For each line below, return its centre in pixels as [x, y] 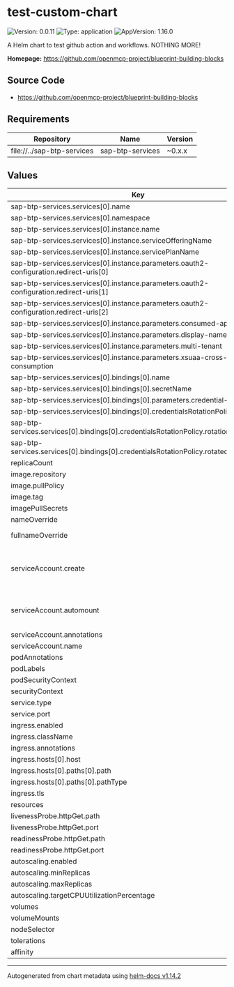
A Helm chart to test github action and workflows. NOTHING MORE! [104, 45]
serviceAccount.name [46, 646]
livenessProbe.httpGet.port [55, 827]
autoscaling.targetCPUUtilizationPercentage [83, 896]
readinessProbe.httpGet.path [58, 839]
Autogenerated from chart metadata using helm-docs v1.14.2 [94, 976]
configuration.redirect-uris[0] [60, 272]
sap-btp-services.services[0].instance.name [85, 229]
